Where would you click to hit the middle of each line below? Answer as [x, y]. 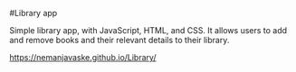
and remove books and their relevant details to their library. [119, 40]
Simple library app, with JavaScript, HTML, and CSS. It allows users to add [148, 30]
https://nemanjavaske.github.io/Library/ [83, 57]
